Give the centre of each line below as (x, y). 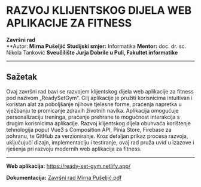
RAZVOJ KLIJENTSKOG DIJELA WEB (99, 10)
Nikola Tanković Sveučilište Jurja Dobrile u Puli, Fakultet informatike (92, 52)
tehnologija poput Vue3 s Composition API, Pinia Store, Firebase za (89, 129)
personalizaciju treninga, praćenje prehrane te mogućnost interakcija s (93, 117)
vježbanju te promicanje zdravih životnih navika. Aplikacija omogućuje (93, 110)
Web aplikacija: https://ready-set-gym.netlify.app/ (68, 166)
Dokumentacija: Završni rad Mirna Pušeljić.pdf (64, 177)
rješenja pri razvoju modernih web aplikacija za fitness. (74, 149)
